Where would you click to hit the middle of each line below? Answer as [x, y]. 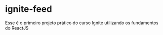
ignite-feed [29, 9]
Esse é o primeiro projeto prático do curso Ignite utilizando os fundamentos [82, 23]
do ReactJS [17, 28]
